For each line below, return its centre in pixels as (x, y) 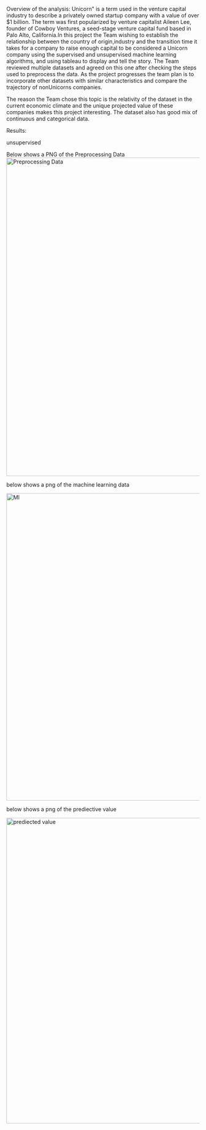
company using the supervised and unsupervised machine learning (91, 54)
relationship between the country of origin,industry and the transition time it (102, 41)
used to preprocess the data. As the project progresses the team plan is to (100, 74)
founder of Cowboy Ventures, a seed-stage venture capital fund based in (99, 28)
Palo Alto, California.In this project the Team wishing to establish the (93, 35)
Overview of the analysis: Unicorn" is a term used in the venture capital (96, 9)
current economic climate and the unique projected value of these (90, 106)
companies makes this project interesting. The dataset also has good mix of (102, 112)
